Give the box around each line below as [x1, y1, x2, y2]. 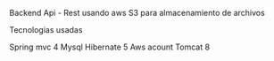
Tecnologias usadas [9, 25, 83, 34]
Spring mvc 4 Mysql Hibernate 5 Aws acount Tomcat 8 [9, 42, 211, 52]
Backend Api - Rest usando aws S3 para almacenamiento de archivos [9, 8, 265, 18]
